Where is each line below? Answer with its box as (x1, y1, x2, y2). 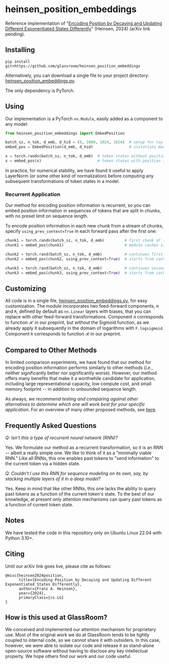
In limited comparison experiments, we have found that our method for (5, 359, 151, 365)
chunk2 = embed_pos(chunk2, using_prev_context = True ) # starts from (5, 256, 154, 261)
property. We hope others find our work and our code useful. (5, 653, 132, 659)
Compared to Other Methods (5, 346, 97, 354)
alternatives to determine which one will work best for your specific (5, 401, 145, 407)
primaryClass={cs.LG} (18, 595, 64, 600)
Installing (5, 45, 35, 54)
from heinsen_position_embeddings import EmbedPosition (5, 130, 125, 136)
